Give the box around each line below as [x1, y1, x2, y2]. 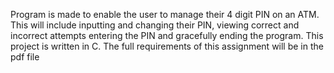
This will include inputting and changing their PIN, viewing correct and [10, 19, 300, 31]
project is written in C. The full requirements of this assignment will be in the [10, 40, 324, 52]
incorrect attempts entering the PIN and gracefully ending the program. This [10, 30, 324, 41]
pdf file [10, 51, 40, 63]
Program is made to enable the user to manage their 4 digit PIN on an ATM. [10, 9, 320, 20]
